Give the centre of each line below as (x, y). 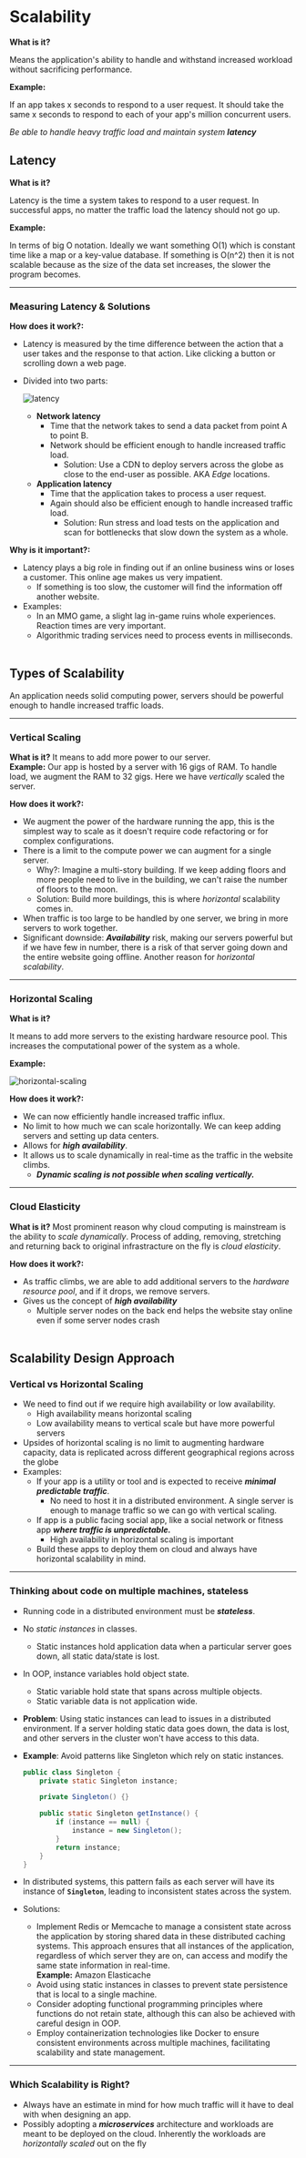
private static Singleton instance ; (109, 1781)
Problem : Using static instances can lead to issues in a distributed (147, 1718)
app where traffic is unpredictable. (103, 1530)
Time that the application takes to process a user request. (158, 494)
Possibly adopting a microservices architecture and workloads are (148, 2123)
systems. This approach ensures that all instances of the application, (165, 1946)
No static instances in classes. (80, 1629)
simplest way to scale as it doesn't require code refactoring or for (145, 832)
